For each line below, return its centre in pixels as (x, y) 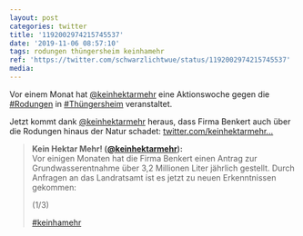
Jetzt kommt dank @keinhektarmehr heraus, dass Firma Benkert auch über (150, 121)
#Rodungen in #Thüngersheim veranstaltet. (91, 103)
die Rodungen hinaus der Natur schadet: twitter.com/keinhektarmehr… (141, 131)
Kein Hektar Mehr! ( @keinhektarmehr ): (107, 148)
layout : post (34, 18)
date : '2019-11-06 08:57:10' (65, 43)
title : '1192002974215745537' (67, 34)
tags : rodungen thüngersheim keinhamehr (87, 52)
